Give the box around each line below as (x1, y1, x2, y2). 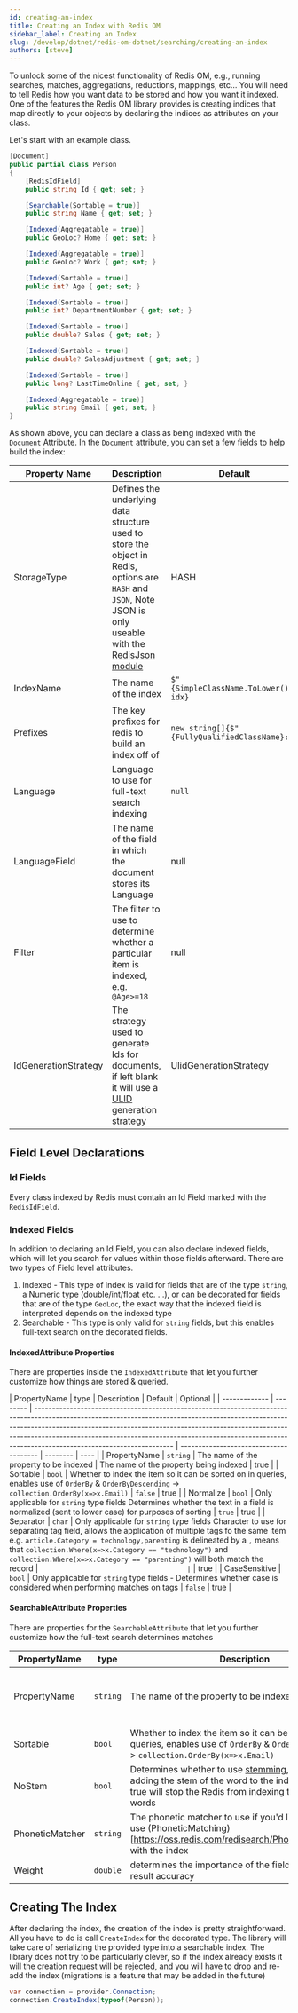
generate (112, 1038, 150, 1050)
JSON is (112, 604, 146, 617)
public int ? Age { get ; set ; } (25, 281, 141, 291)
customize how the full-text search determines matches (9, 1631, 214, 1642)
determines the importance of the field (129, 1859, 291, 1871)
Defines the (112, 483, 161, 495)
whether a (112, 936, 154, 949)
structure (112, 516, 151, 528)
